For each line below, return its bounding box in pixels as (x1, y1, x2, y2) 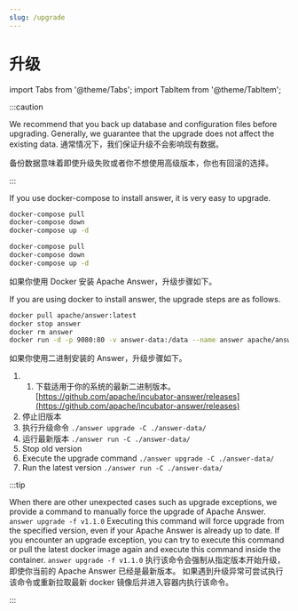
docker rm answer (9, 327, 74, 336)
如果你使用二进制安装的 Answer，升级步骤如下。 (9, 353, 187, 364)
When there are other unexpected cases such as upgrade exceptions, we (9, 497, 278, 508)
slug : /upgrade (9, 12, 66, 22)
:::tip (9, 479, 26, 490)
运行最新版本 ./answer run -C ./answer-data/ (21, 433, 191, 445)
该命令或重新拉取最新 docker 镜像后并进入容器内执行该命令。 (9, 577, 233, 588)
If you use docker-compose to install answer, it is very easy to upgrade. (9, 192, 271, 203)
